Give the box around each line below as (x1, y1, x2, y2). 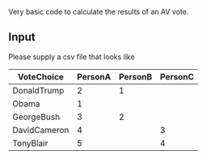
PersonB (118, 71, 153, 82)
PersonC (160, 71, 195, 82)
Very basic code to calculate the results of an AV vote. (8, 7, 189, 16)
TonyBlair (12, 137, 48, 148)
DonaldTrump (12, 84, 65, 96)
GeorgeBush (12, 111, 61, 122)
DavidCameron (12, 124, 69, 135)
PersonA (76, 71, 111, 82)
